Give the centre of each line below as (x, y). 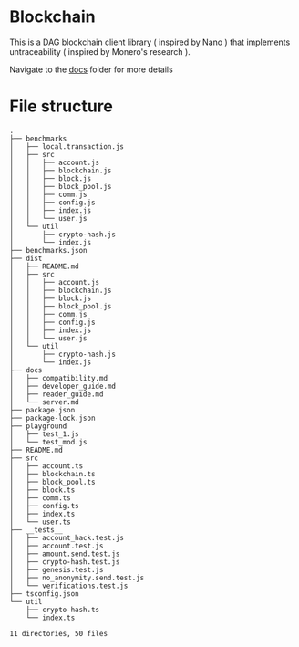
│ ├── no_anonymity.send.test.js (77, 578)
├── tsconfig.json (44, 594)
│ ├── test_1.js (44, 434)
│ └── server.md (44, 402)
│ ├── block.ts (42, 490)
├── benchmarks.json (49, 250)
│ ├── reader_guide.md (57, 394)
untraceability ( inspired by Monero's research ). (100, 51)
